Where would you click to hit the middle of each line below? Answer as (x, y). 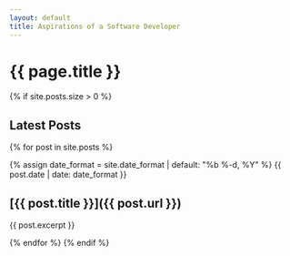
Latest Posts (45, 125)
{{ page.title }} (65, 72)
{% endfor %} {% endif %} (60, 243)
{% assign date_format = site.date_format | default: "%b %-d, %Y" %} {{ (145, 165)
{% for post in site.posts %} (61, 148)
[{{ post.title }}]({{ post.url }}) (95, 203)
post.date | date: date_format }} (68, 175)
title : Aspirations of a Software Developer (95, 26)
